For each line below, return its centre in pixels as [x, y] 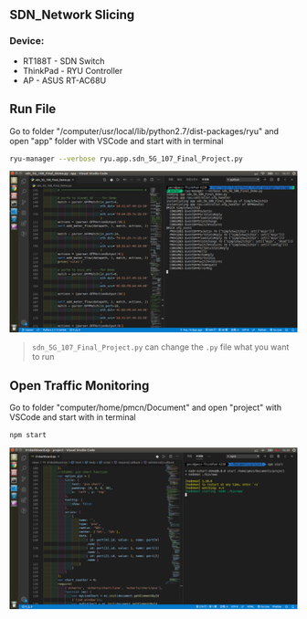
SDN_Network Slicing [72, 15]
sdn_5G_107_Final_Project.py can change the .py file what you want [160, 347]
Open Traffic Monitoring [79, 386]
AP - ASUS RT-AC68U [64, 80]
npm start [28, 435]
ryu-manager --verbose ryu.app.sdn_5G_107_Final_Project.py [127, 159]
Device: [27, 41]
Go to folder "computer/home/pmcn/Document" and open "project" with [145, 408]
